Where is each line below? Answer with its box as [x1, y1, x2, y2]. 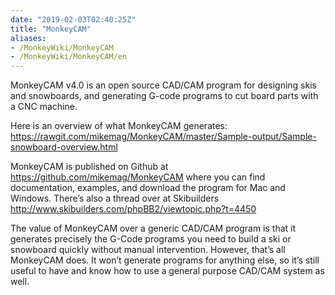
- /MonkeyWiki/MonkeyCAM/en [10, 52, 128, 62]
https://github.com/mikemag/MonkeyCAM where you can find [10, 171, 266, 183]
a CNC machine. [10, 101, 78, 113]
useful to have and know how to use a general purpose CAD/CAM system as [10, 265, 325, 277]
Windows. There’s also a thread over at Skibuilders [10, 192, 220, 205]
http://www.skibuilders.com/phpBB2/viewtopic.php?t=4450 [10, 203, 257, 215]
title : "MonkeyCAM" [10, 24, 92, 34]
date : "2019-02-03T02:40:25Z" [10, 14, 137, 25]
